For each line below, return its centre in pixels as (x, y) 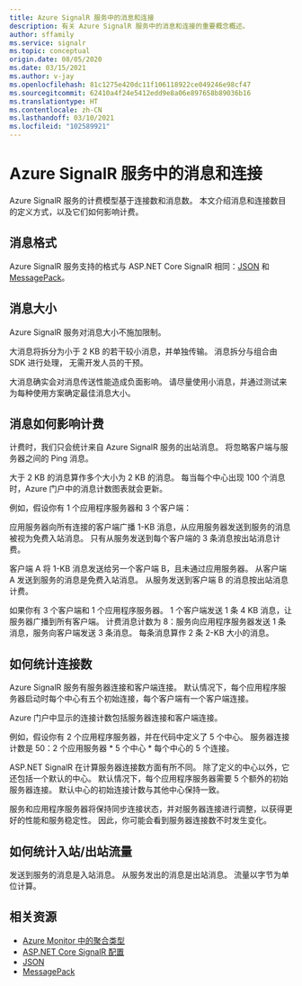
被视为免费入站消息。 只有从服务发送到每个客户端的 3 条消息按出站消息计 (145, 538)
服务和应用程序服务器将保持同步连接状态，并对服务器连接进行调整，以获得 (147, 809)
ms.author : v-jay (42, 77)
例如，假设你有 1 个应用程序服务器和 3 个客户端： (101, 508)
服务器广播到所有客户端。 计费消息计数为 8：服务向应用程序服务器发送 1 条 (148, 621)
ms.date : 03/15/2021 (48, 68)
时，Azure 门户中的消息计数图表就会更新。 (89, 489)
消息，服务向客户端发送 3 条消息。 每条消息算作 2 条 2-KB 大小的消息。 (142, 633)
